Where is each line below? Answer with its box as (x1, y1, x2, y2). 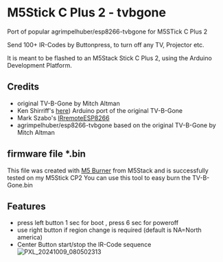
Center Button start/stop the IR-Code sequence (16, 241, 152, 249)
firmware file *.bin (7, 148, 86, 160)
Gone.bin (7, 181, 33, 189)
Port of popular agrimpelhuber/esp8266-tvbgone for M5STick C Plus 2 (7, 27, 208, 36)
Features (7, 200, 46, 212)
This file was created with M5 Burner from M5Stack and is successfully (7, 166, 209, 174)
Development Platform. (7, 61, 72, 69)
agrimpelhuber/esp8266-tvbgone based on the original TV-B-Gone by (16, 121, 216, 129)
